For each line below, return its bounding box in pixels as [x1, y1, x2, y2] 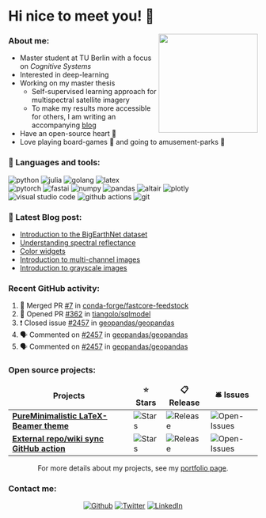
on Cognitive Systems [19, 62, 92, 71]
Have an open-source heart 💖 [19, 129, 117, 138]
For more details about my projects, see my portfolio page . [37, 463, 229, 473]
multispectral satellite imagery [31, 95, 131, 105]
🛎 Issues [215, 389, 249, 400]
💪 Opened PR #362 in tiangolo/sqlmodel [19, 309, 151, 319]
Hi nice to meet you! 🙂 [8, 7, 154, 25]
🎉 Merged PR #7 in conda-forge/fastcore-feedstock [19, 301, 189, 311]
